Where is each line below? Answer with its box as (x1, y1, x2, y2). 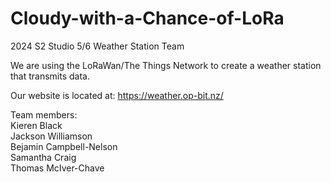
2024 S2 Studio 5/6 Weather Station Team (10, 40, 185, 52)
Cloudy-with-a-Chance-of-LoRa (10, 7, 285, 30)
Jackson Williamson (10, 130, 93, 142)
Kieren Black (10, 119, 63, 131)
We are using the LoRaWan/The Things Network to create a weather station (10, 59, 322, 71)
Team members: (10, 108, 78, 121)
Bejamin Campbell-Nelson (10, 140, 118, 152)
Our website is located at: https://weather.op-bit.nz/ (10, 89, 224, 101)
